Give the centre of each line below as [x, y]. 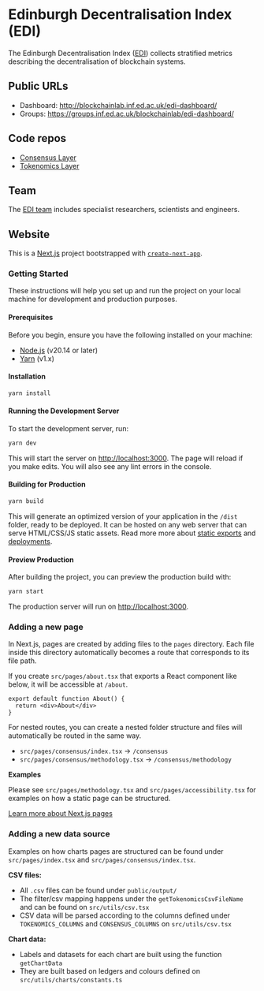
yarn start [26, 592]
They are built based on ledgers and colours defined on [110, 971]
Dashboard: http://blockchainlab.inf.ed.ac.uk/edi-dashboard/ [118, 105]
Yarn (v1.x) [37, 358]
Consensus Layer [48, 157]
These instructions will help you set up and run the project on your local [125, 291]
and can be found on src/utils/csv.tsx [84, 907]
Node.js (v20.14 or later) [59, 350]
